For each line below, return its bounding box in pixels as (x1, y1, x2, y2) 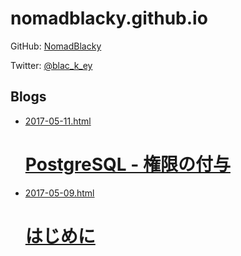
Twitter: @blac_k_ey (10, 59, 93, 71)
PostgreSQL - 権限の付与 (24, 153, 231, 176)
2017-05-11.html (24, 115, 92, 127)
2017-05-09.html (24, 187, 95, 199)
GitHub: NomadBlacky (10, 40, 102, 52)
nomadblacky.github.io (10, 7, 208, 30)
